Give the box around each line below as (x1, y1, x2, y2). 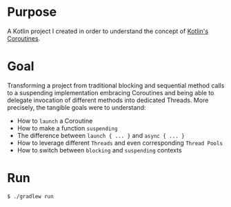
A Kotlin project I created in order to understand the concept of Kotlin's (7, 27, 209, 35)
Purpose (7, 4, 57, 20)
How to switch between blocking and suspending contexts (17, 146, 182, 154)
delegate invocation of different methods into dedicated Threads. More (7, 96, 209, 104)
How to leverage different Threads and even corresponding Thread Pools (17, 139, 223, 147)
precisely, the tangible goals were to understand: (7, 103, 146, 111)
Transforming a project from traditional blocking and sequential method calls (7, 81, 225, 90)
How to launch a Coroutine (17, 117, 93, 125)
